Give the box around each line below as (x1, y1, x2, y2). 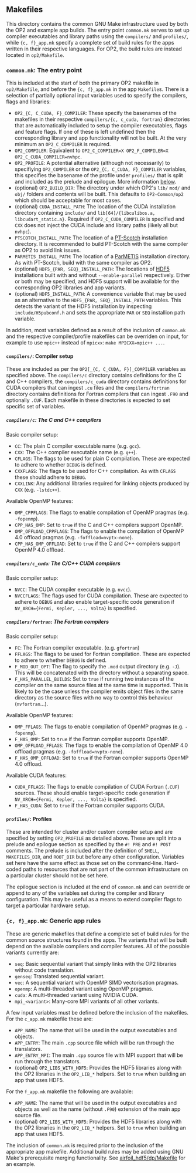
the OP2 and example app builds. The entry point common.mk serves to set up (6, 26, 190, 33)
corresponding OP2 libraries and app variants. (14, 284, 126, 291)
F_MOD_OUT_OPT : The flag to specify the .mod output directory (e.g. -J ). (14, 663, 181, 670)
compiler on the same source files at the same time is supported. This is (14, 682, 188, 689)
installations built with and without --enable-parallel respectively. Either (14, 272, 190, 279)
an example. (6, 1160, 36, 1167)
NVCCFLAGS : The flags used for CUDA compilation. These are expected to (14, 592, 188, 599)
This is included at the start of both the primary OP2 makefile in (6, 79, 159, 87)
